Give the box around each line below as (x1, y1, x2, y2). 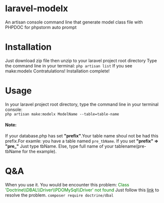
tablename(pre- (115, 143, 147, 149)
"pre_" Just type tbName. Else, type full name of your (5, 143, 114, 149)
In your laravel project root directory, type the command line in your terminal (5, 101, 159, 107)
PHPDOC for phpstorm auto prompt (5, 24, 77, 30)
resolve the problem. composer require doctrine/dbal (5, 192, 114, 198)
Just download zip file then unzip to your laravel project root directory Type (5, 57, 158, 64)
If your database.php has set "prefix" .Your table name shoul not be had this (5, 133, 159, 139)
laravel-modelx (5, 3, 69, 14)
